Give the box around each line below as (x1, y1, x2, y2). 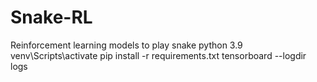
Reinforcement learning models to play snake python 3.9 (10, 39, 243, 51)
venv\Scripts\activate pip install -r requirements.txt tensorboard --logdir (10, 49, 307, 61)
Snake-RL (10, 6, 93, 29)
